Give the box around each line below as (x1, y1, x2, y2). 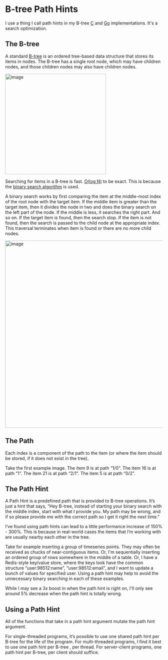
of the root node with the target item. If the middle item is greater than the (5, 198, 157, 204)
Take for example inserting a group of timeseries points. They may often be (5, 544, 160, 550)
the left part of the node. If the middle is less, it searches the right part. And (5, 209, 160, 215)
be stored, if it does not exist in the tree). (5, 455, 89, 461)
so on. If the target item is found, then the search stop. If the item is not (5, 214, 151, 220)
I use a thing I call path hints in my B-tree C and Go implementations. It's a (5, 20, 158, 26)
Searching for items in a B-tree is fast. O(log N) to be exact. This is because (5, 178, 161, 184)
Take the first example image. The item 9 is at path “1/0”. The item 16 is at (5, 465, 156, 471)
